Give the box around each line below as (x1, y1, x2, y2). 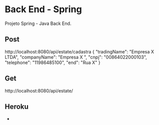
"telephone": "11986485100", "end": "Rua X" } (5, 59, 101, 66)
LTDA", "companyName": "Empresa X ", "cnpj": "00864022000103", (5, 54, 147, 60)
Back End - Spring (5, 4, 82, 15)
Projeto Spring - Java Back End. (5, 20, 72, 26)
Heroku (5, 102, 29, 111)
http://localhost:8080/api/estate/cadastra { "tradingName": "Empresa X (5, 48, 154, 54)
